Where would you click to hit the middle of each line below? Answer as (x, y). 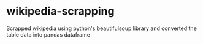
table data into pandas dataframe (48, 34)
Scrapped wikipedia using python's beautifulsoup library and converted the (102, 28)
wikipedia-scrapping (60, 11)
